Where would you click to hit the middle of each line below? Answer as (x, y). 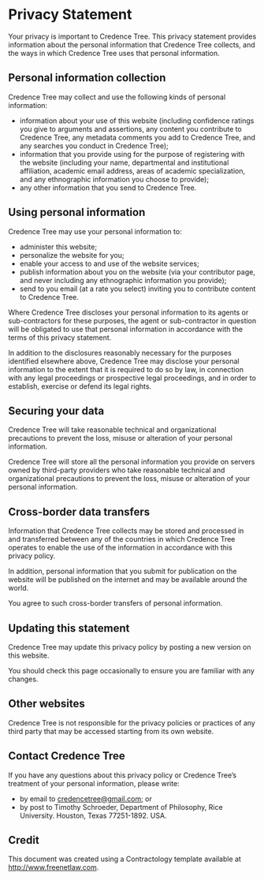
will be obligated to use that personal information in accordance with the (125, 329)
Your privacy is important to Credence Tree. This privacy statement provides (132, 36)
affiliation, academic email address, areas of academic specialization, (132, 170)
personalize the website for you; (72, 255)
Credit (24, 840)
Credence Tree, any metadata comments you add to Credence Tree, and (138, 137)
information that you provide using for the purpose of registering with (132, 154)
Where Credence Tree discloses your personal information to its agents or (128, 312)
